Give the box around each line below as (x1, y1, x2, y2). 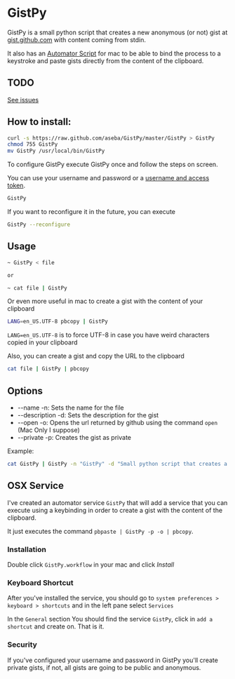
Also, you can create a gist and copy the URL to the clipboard (7, 352, 184, 361)
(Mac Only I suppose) (17, 426, 80, 434)
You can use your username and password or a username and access (7, 174, 210, 182)
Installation (7, 544, 47, 554)
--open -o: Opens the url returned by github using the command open (17, 418, 218, 426)
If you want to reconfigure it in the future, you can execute (7, 208, 175, 216)
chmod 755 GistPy (7, 141, 58, 148)
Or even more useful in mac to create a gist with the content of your (7, 297, 203, 306)
